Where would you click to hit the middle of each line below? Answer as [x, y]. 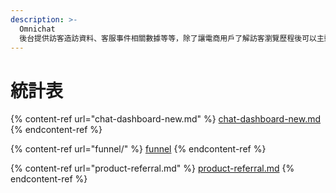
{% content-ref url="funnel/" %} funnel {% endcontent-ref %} [138, 149]
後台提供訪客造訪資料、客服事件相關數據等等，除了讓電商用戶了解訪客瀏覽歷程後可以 [168, 38]
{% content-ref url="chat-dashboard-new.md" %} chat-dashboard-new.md [166, 119]
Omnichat [37, 29]
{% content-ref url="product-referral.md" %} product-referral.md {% [152, 168]
